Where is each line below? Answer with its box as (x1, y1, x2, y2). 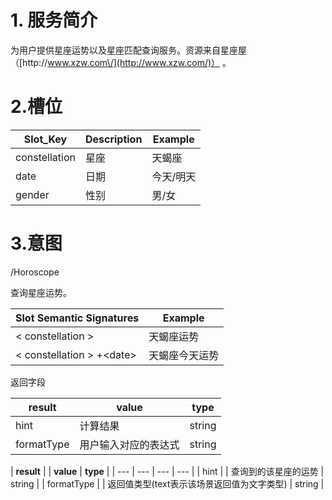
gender (15, 187, 50, 201)
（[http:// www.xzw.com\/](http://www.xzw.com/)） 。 (10, 56, 232, 68)
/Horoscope (10, 266, 60, 278)
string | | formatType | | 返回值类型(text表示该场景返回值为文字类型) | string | (10, 477, 325, 490)
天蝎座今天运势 (148, 348, 220, 362)
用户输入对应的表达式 (79, 437, 180, 451)
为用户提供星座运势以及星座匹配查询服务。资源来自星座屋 (10, 44, 247, 56)
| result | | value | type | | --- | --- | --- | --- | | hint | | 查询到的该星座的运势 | (10, 465, 325, 477)
